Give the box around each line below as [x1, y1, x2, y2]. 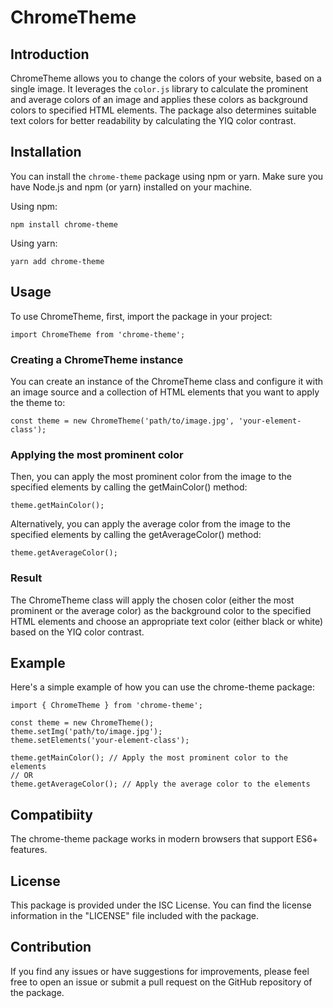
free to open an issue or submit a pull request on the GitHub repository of [10, 976, 313, 988]
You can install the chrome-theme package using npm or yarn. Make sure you [10, 170, 324, 182]
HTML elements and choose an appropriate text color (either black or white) [10, 615, 324, 627]
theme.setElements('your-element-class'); [10, 736, 190, 746]
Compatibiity [10, 806, 94, 823]
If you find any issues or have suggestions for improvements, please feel [10, 965, 310, 977]
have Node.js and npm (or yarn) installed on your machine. [10, 181, 253, 193]
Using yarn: [10, 237, 58, 249]
